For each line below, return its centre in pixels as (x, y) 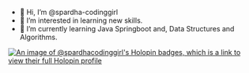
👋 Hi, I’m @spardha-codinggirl (69, 12)
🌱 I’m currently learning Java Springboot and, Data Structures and (127, 29)
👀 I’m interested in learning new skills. (81, 20)
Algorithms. (38, 37)
